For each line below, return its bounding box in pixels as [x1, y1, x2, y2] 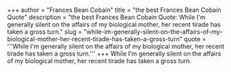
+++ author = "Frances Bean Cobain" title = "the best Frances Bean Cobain [7, 6, 222, 14]
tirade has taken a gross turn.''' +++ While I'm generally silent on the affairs [7, 49, 221, 58]
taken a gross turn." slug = [7, 27, 83, 36]
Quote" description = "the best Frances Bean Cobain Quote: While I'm [7, 13, 205, 21]
